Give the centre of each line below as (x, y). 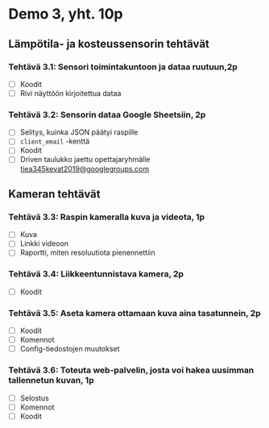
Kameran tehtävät (54, 194)
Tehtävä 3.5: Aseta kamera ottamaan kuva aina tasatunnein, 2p (134, 313)
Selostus (35, 398)
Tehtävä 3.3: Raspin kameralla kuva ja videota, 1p (107, 217)
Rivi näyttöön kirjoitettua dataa (70, 93)
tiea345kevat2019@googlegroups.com (85, 168)
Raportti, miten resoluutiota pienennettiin (87, 253)
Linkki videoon (44, 243)
